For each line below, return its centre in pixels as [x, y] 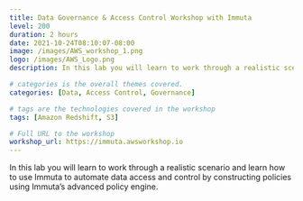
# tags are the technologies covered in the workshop [113, 109]
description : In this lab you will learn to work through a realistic [145, 69]
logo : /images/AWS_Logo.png [62, 59]
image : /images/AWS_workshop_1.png [76, 51]
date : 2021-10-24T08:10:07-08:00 [72, 43]
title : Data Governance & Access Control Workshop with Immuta [131, 18]
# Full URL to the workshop [62, 133]
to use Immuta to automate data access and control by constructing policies [150, 178]
